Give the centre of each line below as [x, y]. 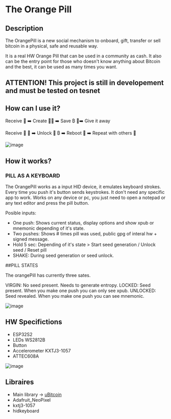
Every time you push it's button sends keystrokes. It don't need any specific [85, 192]
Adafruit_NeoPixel [32, 400]
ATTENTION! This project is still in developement [85, 83]
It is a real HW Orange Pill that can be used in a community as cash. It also [83, 56]
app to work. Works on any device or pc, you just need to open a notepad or [86, 197]
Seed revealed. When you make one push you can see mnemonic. [75, 296]
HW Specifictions [34, 322]
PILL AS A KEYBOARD [33, 175]
